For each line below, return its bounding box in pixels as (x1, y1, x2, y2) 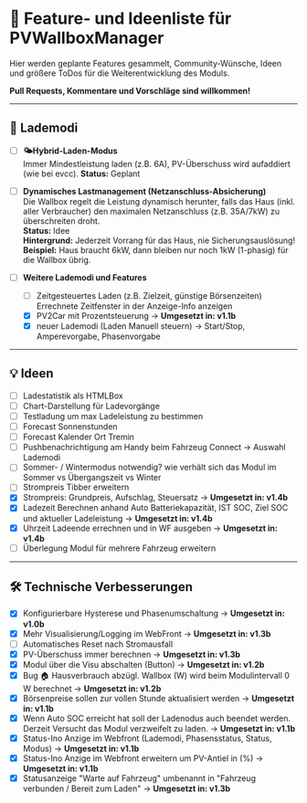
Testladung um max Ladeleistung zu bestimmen (22, 411, 204, 421)
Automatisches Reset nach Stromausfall (22, 639, 174, 650)
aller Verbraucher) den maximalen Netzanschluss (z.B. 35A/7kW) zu (22, 206, 281, 217)
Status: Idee (22, 225, 70, 236)
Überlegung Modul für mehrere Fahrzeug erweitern (22, 543, 217, 554)
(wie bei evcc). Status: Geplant (22, 168, 141, 179)
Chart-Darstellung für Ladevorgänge (22, 400, 160, 411)
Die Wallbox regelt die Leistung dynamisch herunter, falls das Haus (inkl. (22, 195, 295, 206)
